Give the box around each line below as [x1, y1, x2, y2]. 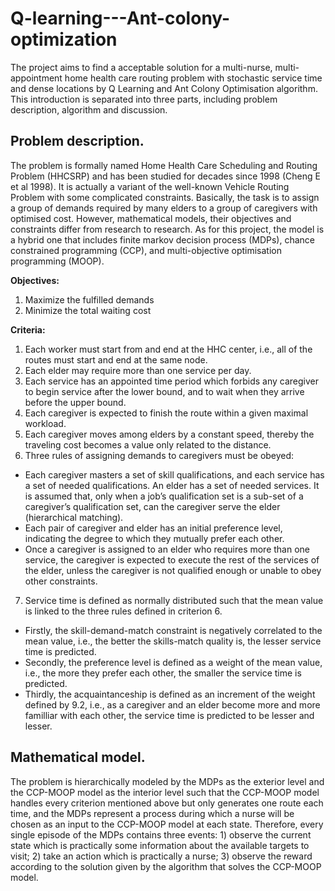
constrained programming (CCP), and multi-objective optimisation [10, 244, 282, 256]
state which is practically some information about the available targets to [10, 839, 310, 851]
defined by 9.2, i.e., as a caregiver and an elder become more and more [24, 698, 321, 711]
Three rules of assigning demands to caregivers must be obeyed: [24, 449, 295, 461]
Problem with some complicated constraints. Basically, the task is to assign [10, 191, 320, 203]
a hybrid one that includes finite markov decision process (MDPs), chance [10, 233, 315, 246]
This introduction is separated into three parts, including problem [10, 93, 278, 105]
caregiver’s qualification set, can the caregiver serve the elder [24, 500, 281, 512]
